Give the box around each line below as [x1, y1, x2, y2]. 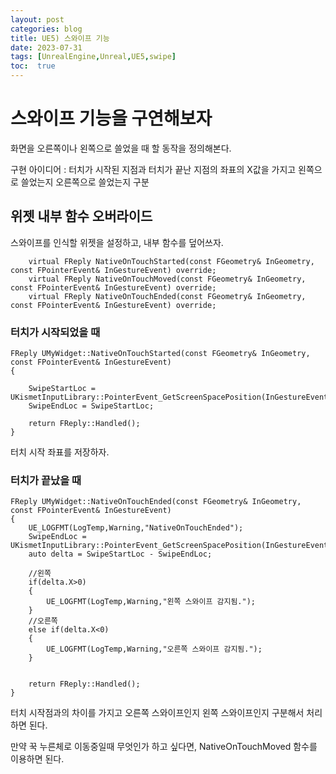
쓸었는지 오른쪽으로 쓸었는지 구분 [20, 176, 150, 188]
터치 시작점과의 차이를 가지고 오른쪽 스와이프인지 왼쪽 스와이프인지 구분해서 [10, 707, 305, 719]
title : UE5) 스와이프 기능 [10, 33, 110, 43]
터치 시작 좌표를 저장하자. [10, 446, 110, 458]
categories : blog [10, 24, 83, 34]
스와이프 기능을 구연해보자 [10, 107, 213, 130]
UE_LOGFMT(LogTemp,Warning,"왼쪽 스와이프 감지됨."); [46, 597, 256, 607]
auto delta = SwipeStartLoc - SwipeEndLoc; [28, 549, 213, 560]
